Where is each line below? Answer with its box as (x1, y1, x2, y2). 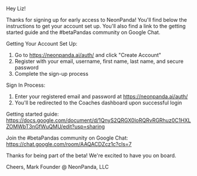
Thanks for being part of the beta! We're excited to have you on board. (6, 152, 176, 159)
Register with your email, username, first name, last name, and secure (14, 58, 184, 65)
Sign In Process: (6, 82, 46, 89)
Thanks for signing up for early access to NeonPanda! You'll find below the (6, 16, 188, 23)
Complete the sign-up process (14, 70, 89, 77)
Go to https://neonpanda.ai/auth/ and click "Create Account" (14, 52, 161, 58)
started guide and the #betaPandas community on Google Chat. (6, 29, 161, 36)
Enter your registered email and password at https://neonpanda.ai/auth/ (14, 93, 188, 100)
